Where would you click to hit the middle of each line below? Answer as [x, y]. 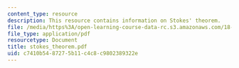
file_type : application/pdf [49, 34]
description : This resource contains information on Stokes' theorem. [114, 21]
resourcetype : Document [43, 40]
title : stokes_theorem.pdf [47, 47]
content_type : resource [43, 14]
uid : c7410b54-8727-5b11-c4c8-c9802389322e [73, 54]
